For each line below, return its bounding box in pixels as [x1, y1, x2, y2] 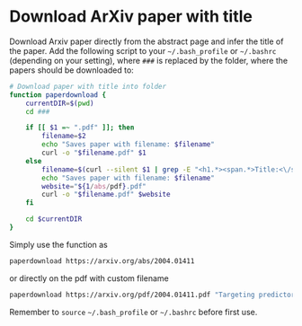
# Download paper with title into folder [9, 82, 167, 91]
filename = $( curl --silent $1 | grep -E [41, 164, 191, 174]
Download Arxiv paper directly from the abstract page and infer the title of [9, 36, 284, 47]
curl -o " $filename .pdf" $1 [41, 148, 147, 158]
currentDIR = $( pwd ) [25, 99, 94, 108]
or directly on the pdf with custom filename [9, 272, 169, 284]
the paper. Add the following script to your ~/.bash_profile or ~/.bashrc [9, 45, 277, 56]
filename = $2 [41, 132, 87, 141]
